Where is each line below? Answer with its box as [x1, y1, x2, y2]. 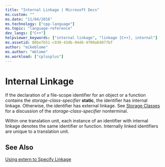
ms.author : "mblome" [5, 49, 48, 54]
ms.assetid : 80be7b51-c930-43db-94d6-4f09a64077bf [5, 40, 113, 45]
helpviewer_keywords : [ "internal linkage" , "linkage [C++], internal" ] [5, 36, 157, 41]
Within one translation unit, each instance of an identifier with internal [5, 118, 148, 124]
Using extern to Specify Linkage [5, 156, 71, 162]
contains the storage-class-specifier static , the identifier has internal [5, 97, 147, 103]
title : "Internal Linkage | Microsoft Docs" [5, 7, 99, 13]
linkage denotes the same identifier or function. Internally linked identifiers [5, 123, 158, 129]
